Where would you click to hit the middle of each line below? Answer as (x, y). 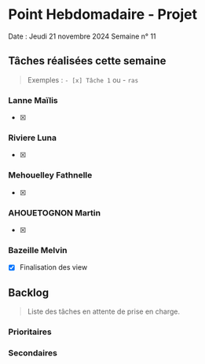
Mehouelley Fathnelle (50, 175)
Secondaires (33, 353)
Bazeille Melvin (38, 250)
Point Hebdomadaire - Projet (103, 15)
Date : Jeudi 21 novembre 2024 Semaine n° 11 (82, 36)
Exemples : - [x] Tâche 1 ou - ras (83, 79)
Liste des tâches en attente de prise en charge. (104, 311)
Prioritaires (30, 332)
